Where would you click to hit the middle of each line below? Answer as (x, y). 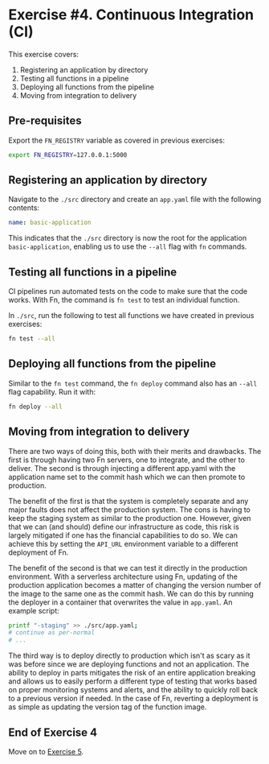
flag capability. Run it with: (52, 391)
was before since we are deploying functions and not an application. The (129, 664)
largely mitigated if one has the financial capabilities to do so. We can (123, 535)
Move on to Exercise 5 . (46, 751)
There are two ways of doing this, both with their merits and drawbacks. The (135, 451)
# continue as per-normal (51, 633)
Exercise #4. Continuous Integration (131, 15)
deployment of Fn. (39, 552)
